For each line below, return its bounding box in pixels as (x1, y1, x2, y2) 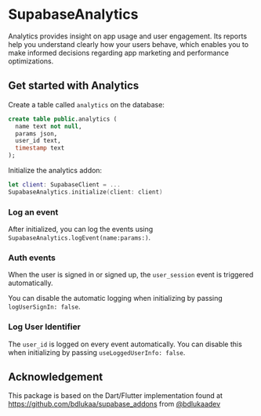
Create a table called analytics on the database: (8, 99, 165, 109)
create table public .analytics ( (8, 115, 118, 123)
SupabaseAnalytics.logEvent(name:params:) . (8, 233, 151, 242)
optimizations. (8, 56, 54, 66)
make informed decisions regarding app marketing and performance (8, 48, 230, 57)
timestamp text (15, 144, 65, 152)
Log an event (8, 206, 59, 217)
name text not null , (15, 122, 82, 130)
